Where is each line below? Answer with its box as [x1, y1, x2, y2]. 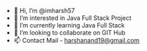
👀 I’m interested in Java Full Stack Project [13, 14, 132, 22]
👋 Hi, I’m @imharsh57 [13, 7, 75, 14]
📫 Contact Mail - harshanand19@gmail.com [13, 37, 140, 44]
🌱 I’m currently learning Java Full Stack [13, 21, 126, 29]
